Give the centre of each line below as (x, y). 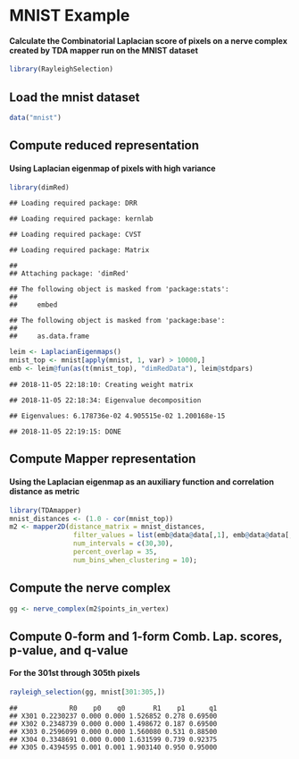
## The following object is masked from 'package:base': (117, 321)
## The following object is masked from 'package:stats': (119, 290)
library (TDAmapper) (46, 510)
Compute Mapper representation (103, 459)
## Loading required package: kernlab (81, 219)
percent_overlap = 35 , (115, 552)
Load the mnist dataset (75, 97)
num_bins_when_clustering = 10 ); (135, 560)
